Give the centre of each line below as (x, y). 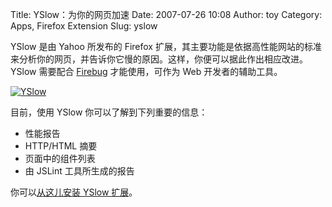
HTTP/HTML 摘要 (61, 146)
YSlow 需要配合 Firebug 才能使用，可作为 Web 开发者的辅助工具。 (146, 71)
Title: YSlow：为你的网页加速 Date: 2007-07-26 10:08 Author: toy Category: (166, 14)
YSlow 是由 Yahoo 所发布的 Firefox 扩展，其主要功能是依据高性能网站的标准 (166, 46)
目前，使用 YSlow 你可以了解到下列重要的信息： (109, 112)
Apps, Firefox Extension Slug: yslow (84, 26)
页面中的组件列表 (60, 158)
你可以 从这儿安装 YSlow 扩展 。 (74, 192)
